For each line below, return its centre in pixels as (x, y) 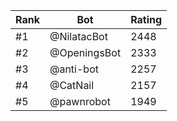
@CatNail (72, 85)
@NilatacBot (78, 36)
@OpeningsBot (85, 52)
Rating (146, 19)
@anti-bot (74, 69)
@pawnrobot (80, 101)
